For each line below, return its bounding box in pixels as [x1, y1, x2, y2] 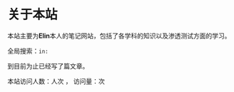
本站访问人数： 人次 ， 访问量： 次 [7, 76, 105, 86]
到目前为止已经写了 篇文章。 [7, 61, 89, 70]
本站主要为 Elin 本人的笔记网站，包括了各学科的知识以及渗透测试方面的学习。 [7, 31, 231, 40]
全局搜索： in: [7, 46, 49, 55]
